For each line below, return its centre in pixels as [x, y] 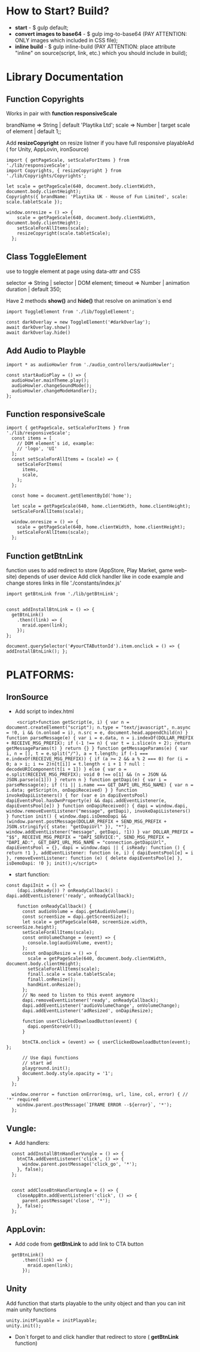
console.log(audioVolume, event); [70, 943]
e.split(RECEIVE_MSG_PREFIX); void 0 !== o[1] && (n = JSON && [87, 775]
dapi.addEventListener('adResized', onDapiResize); [87, 1011]
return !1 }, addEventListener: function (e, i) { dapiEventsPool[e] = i [100, 853]
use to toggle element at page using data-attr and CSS [73, 271]
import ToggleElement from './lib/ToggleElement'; [70, 312]
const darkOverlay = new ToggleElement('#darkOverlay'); [79, 322]
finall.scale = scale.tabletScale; [72, 975]
